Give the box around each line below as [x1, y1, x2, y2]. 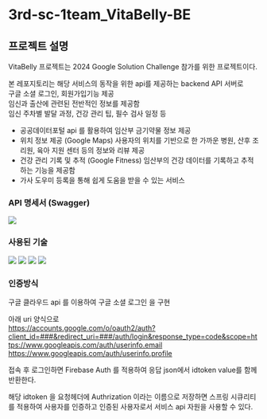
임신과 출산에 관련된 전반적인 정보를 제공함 [8, 99, 141, 108]
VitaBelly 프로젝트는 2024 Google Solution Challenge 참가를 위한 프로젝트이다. [8, 62, 258, 71]
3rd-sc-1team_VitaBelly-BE [8, 6, 192, 24]
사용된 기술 [8, 237, 48, 248]
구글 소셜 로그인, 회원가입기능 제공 [8, 89, 114, 98]
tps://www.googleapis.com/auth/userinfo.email [8, 340, 163, 350]
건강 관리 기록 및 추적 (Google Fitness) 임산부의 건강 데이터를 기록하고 [19, 155, 240, 165]
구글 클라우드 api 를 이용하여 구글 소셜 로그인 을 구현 [8, 297, 171, 307]
